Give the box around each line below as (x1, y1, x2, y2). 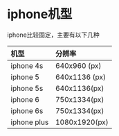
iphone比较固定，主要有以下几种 (7, 31, 100, 39)
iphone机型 (7, 6, 73, 22)
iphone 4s (10, 60, 44, 70)
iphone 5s (10, 83, 44, 93)
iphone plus (10, 117, 49, 127)
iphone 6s (10, 105, 44, 115)
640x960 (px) (55, 60, 102, 70)
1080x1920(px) (55, 117, 109, 127)
